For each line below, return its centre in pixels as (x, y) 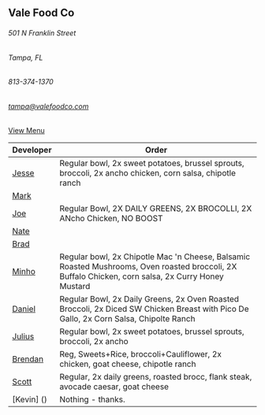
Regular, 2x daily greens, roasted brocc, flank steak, (155, 377)
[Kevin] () (30, 399)
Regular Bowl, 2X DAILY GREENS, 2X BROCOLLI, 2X (155, 209)
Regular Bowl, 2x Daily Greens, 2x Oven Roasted (149, 299)
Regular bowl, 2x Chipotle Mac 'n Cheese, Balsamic (155, 257)
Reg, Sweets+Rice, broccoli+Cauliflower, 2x (140, 354)
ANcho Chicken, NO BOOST (111, 218)
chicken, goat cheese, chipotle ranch (127, 364)
